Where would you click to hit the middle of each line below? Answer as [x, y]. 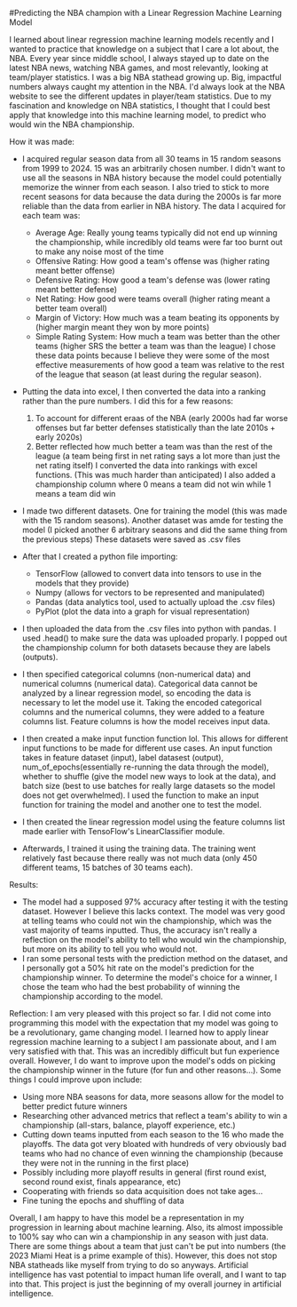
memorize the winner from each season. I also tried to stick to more [145, 187]
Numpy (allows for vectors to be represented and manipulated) [150, 593]
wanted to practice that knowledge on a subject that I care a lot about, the [144, 49]
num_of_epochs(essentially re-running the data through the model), [145, 767]
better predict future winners [74, 1106]
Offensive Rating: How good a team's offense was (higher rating [152, 261]
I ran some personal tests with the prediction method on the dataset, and [155, 958]
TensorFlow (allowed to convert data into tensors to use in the [148, 574]
